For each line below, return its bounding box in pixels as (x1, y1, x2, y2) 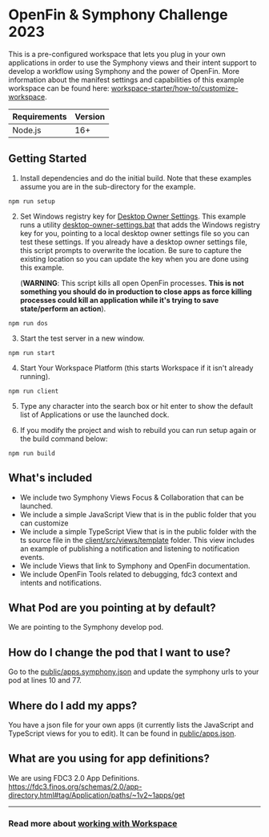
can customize (19, 518, 69, 528)
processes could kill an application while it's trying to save (19, 295, 219, 304)
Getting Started (8, 152, 87, 165)
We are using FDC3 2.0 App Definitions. (8, 773, 140, 782)
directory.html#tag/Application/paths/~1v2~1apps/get (8, 790, 186, 800)
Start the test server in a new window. (19, 333, 146, 343)
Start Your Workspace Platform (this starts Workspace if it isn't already (19, 363, 254, 373)
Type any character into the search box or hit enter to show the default (19, 401, 254, 410)
